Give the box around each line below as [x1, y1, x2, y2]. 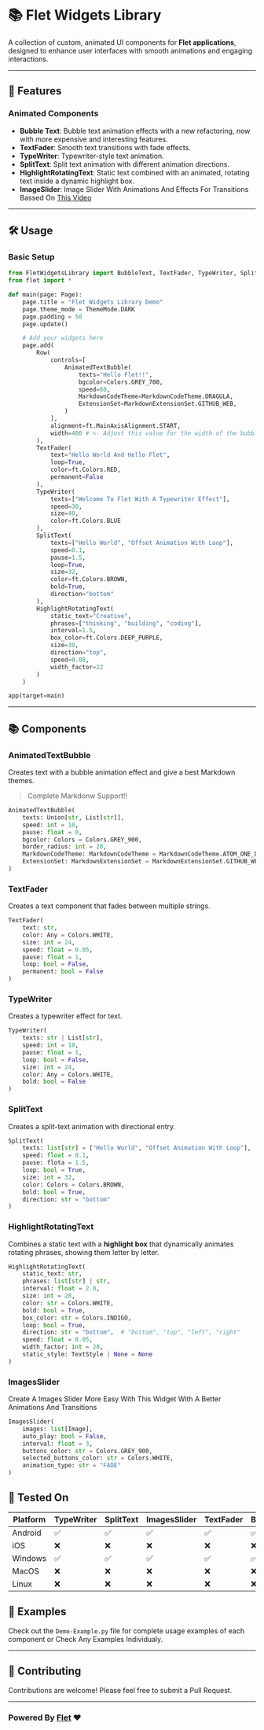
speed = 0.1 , [49, 546, 86, 554]
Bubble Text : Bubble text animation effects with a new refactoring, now [19, 126, 251, 135]
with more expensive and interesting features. [19, 134, 168, 144]
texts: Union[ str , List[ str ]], [22, 813, 125, 822]
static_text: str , [22, 1270, 82, 1278]
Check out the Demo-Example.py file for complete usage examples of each [8, 1625, 245, 1636]
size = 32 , [49, 568, 79, 576]
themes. [8, 776, 35, 785]
